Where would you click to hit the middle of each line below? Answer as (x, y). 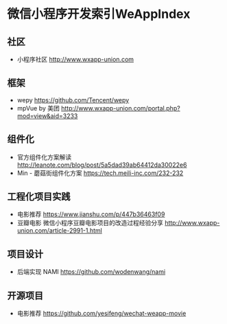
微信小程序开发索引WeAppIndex (99, 14)
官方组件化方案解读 (44, 157)
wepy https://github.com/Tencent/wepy (73, 100)
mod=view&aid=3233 (47, 116)
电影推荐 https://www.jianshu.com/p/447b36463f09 (91, 214)
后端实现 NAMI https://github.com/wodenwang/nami (91, 272)
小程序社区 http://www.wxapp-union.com (75, 59)
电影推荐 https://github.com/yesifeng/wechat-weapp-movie (101, 314)
